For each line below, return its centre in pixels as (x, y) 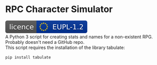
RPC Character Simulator (59, 9)
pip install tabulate (28, 57)
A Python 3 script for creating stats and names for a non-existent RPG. (79, 37)
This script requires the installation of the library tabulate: (65, 47)
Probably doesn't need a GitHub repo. (45, 42)
